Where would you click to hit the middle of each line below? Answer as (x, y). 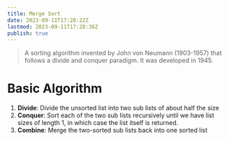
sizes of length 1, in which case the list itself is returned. (98, 123)
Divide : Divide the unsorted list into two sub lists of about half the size (118, 108)
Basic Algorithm (55, 89)
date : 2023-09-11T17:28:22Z (48, 20)
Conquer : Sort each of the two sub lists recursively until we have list (116, 115)
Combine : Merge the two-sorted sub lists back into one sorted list (112, 131)
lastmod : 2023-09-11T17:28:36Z (53, 27)
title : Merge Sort (34, 14)
